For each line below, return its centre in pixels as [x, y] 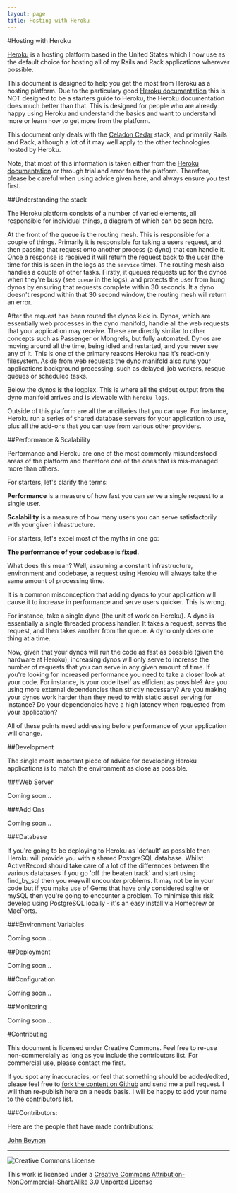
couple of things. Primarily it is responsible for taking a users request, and [115, 242]
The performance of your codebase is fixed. [73, 552]
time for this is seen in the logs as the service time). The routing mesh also [116, 264]
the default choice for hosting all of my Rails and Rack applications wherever [119, 62]
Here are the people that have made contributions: [80, 1126]
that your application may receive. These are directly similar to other [107, 330]
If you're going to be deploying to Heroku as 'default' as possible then [109, 851]
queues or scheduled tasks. [48, 376]
